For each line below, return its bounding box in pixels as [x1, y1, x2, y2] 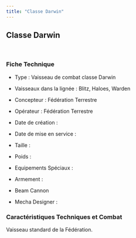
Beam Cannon [14, 187, 49, 194]
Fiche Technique [6, 60, 55, 68]
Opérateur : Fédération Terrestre [14, 108, 93, 115]
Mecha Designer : [14, 198, 57, 205]
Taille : [14, 142, 30, 149]
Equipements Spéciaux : [14, 164, 73, 171]
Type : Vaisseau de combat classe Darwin [14, 74, 116, 81]
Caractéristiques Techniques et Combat [6, 213, 123, 221]
